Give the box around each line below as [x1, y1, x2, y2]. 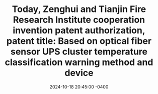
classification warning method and [5, 56, 153, 68]
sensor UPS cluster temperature [10, 46, 148, 57]
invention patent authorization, [13, 25, 145, 36]
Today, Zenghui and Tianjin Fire [12, 3, 146, 15]
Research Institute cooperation [13, 14, 145, 25]
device [64, 67, 94, 78]
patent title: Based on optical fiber [6, 35, 152, 47]
